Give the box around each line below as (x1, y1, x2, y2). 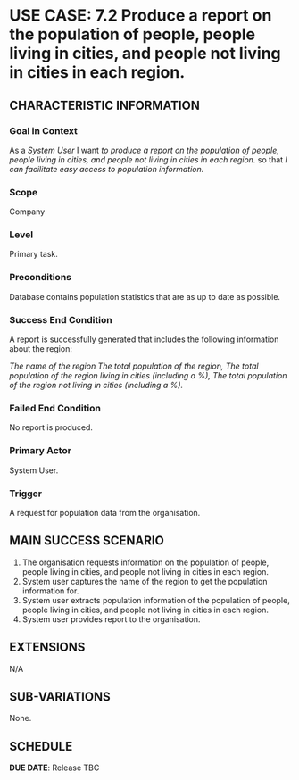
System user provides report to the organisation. (21, 613, 201, 625)
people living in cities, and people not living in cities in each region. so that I (9, 154, 288, 165)
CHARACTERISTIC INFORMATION (9, 97, 201, 112)
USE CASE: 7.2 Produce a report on (9, 5, 272, 26)
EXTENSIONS (9, 640, 86, 655)
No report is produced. (9, 422, 94, 433)
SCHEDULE (9, 738, 73, 754)
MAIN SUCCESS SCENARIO (9, 533, 165, 549)
